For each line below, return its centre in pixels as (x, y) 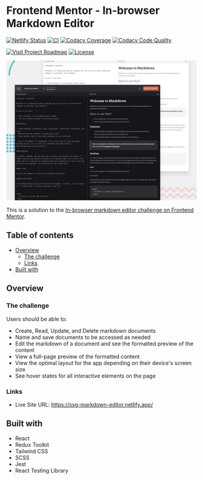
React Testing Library (41, 470)
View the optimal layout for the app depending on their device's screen (103, 363)
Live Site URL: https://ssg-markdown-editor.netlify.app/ (84, 404)
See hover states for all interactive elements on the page (85, 376)
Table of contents (40, 235)
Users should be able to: (37, 319)
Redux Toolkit (32, 445)
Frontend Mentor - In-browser (83, 11)
